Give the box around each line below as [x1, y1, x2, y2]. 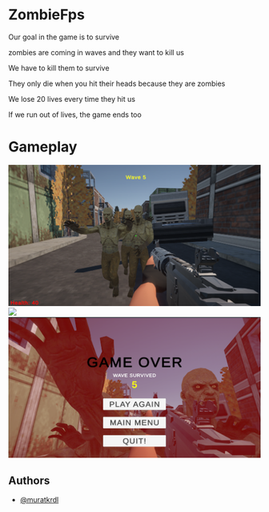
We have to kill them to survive [8, 62, 110, 73]
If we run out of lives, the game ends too [8, 110, 142, 119]
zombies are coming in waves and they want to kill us [8, 47, 184, 57]
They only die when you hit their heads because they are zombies [8, 79, 226, 88]
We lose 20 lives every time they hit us [8, 94, 136, 103]
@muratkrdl [19, 495, 59, 505]
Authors [8, 474, 50, 487]
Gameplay [8, 138, 78, 156]
